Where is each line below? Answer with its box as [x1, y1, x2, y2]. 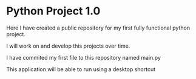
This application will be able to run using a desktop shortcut [6, 65, 156, 73]
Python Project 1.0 [6, 4, 101, 18]
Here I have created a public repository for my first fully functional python [6, 24, 190, 31]
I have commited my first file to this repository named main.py [6, 54, 161, 61]
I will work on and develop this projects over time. [6, 42, 130, 49]
